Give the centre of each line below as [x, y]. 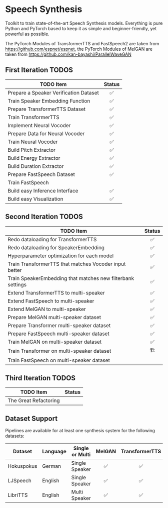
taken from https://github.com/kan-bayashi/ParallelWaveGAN [68, 54]
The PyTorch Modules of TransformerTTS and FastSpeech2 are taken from [82, 43]
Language [54, 452]
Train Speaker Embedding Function [49, 100]
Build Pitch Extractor [32, 150]
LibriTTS [18, 495]
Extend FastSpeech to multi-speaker [51, 301]
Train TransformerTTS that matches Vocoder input [67, 264]
